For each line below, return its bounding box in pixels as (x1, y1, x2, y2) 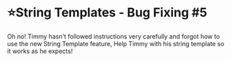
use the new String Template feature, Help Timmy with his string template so (7, 39, 225, 48)
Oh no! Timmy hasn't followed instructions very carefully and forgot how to (7, 32, 221, 41)
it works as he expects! (7, 47, 73, 55)
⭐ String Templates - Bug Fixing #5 (7, 5, 208, 21)
